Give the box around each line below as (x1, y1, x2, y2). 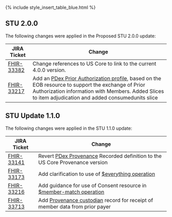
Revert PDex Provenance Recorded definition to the (38, 152, 162, 160)
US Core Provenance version (38, 159, 108, 166)
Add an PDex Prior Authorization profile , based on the (32, 74, 161, 82)
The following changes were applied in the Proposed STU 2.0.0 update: (5, 33, 156, 39)
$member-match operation (38, 188, 105, 195)
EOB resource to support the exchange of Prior (32, 81, 145, 88)
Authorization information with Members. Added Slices (32, 87, 164, 94)
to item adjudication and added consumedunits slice (32, 94, 158, 101)
